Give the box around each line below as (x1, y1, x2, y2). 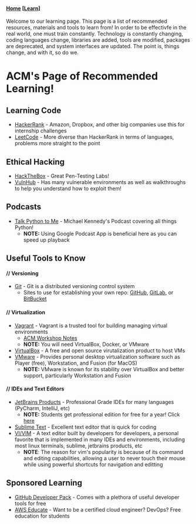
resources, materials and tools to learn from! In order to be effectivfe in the (6, 24, 187, 31)
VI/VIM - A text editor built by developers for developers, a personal (14, 429, 179, 436)
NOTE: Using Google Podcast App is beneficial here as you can (23, 230, 177, 237)
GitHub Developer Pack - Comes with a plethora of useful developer (14, 493, 180, 500)
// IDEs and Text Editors (6, 385, 65, 392)
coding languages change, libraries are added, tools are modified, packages (6, 36, 191, 44)
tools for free (14, 500, 46, 507)
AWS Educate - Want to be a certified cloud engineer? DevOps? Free (14, 506, 181, 513)
